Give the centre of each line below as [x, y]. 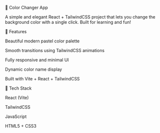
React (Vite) [17, 98]
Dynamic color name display [34, 69]
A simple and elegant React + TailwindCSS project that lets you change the [80, 17]
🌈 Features [16, 31]
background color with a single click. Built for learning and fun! [68, 22]
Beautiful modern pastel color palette [42, 41]
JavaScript [16, 116]
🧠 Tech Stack [18, 88]
